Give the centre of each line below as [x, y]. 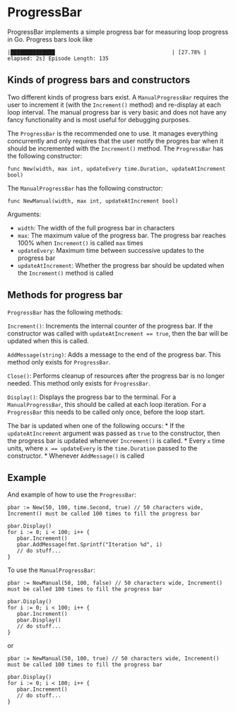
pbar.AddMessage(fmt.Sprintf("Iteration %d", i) [89, 545]
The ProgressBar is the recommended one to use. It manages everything [113, 133]
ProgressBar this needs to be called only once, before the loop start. [106, 412]
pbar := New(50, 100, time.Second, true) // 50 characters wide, [105, 508]
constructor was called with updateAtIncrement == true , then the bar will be [118, 333]
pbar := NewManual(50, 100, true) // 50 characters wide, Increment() [113, 659]
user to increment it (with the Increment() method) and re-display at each [114, 105]
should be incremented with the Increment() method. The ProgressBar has [116, 148]
